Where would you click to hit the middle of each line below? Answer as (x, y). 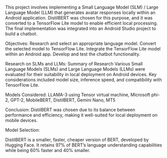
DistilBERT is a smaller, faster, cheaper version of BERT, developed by (77, 140)
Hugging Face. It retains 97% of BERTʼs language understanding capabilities (84, 145)
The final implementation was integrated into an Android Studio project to (81, 28)
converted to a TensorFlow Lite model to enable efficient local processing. (81, 23)
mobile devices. (21, 120)
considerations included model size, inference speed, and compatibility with (83, 80)
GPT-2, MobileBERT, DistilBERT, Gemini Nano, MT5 (63, 100)
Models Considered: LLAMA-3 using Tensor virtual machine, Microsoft (78, 95)
